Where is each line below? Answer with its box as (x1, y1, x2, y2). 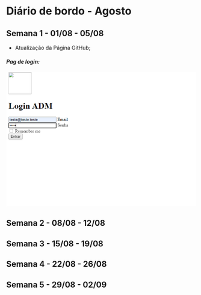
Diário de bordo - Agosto (6, 4, 132, 18)
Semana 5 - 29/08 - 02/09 (6, 279, 107, 290)
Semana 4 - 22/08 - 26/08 (6, 259, 107, 269)
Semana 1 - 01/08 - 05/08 (6, 28, 104, 39)
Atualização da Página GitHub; (14, 44, 91, 51)
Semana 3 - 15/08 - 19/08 (6, 238, 104, 249)
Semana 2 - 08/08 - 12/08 (6, 218, 105, 228)
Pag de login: (6, 58, 40, 65)
